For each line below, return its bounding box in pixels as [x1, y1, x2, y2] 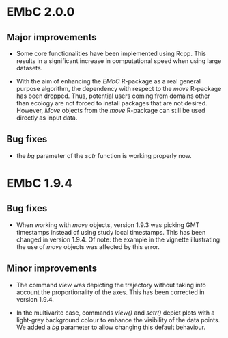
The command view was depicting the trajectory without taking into [16, 281, 206, 289]
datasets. [16, 64, 43, 72]
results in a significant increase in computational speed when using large [16, 57, 222, 65]
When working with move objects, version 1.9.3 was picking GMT [16, 220, 200, 229]
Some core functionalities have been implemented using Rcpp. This [16, 49, 206, 57]
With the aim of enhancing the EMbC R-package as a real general [16, 77, 201, 86]
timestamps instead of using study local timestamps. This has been [16, 228, 206, 236]
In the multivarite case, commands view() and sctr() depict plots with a [16, 309, 215, 317]
